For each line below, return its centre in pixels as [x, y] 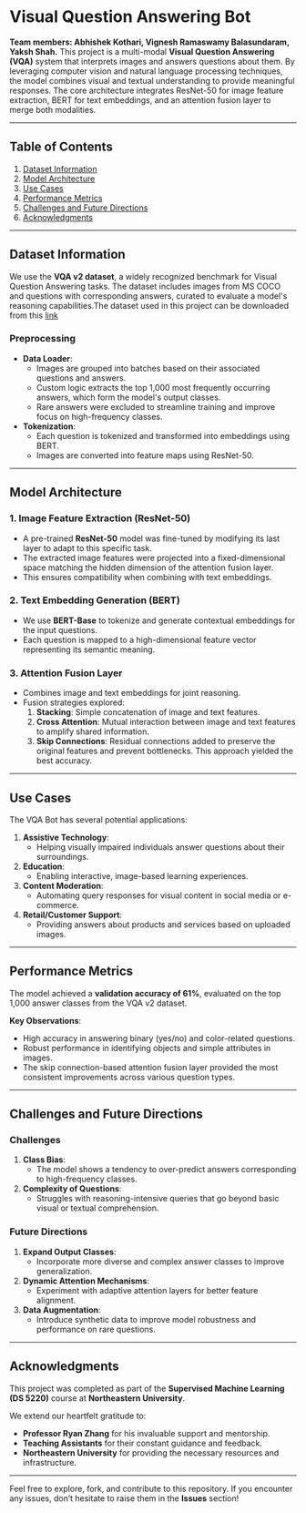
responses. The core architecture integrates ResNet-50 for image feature [147, 90]
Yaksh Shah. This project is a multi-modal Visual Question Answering [142, 51]
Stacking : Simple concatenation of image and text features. [148, 712]
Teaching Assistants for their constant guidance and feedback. [142, 1443]
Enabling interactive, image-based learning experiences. [142, 875]
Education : [44, 866]
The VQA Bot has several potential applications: [99, 819]
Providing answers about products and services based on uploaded [163, 924]
